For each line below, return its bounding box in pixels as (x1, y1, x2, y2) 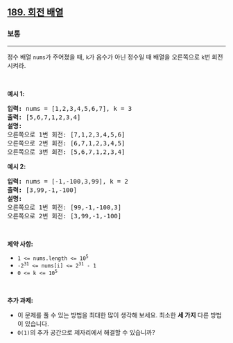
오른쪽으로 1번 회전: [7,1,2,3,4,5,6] (7, 130, 126, 139)
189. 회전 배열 (7, 6, 64, 19)
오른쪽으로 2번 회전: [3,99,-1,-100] (7, 212, 122, 220)
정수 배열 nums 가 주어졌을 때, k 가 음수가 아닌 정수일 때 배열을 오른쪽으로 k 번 (7, 53, 210, 61)
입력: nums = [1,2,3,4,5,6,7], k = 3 (7, 105, 132, 112)
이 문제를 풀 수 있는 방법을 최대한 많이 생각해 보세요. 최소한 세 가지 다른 (17, 310, 209, 319)
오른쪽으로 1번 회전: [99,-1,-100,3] (7, 203, 122, 211)
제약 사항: (7, 240, 33, 248)
